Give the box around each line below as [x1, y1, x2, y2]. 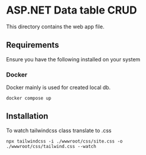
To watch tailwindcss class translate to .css [6, 127, 112, 134]
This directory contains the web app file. [6, 23, 105, 30]
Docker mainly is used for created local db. [6, 84, 111, 91]
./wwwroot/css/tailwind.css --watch [6, 143, 96, 149]
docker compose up [6, 95, 51, 101]
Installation [6, 111, 48, 121]
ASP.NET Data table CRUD [6, 4, 137, 17]
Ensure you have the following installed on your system [6, 55, 141, 62]
